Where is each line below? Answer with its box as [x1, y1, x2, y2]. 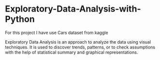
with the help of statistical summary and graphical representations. [5, 49, 138, 55]
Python [5, 14, 35, 25]
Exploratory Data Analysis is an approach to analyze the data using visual [5, 39, 151, 45]
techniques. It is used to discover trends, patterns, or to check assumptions [5, 44, 156, 50]
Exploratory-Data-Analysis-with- [5, 3, 141, 15]
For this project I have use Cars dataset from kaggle [5, 30, 108, 35]
